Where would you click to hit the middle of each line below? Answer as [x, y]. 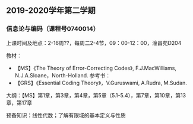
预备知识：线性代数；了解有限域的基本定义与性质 [66, 115]
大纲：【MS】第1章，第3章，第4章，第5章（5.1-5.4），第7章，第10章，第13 [96, 95]
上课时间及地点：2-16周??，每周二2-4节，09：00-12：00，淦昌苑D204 [94, 43]
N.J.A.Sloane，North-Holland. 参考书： [63, 75]
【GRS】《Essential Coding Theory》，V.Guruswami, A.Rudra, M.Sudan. [101, 83]
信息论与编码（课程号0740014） [53, 29]
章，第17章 [19, 103]
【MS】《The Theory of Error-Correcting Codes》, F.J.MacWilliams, [96, 68]
